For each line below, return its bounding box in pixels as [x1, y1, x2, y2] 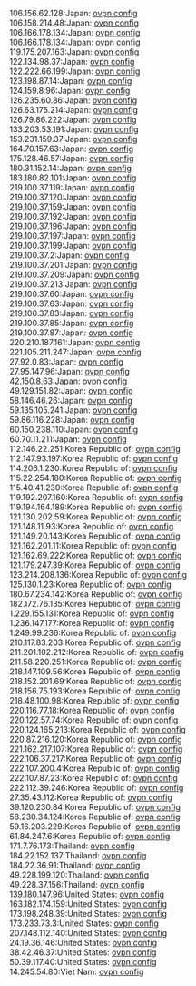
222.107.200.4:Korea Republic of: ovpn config [9, 763, 180, 774]
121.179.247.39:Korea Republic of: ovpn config [9, 560, 181, 570]
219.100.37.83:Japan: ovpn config [9, 308, 134, 318]
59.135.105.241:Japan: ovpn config [9, 405, 138, 416]
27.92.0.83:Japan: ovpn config [9, 356, 124, 367]
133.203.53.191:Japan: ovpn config [9, 124, 139, 135]
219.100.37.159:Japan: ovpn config [9, 201, 137, 212]
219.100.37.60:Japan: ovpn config [9, 289, 134, 299]
